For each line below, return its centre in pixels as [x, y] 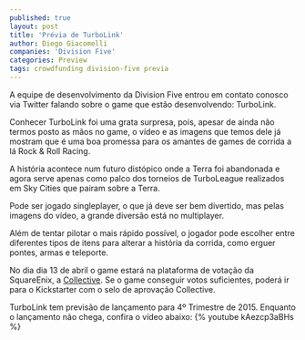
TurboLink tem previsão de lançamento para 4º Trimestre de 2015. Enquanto [152, 307]
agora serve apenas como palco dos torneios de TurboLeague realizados [147, 178]
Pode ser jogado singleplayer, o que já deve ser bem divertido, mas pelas [147, 205]
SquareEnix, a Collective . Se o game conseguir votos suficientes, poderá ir [149, 280]
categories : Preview [49, 60]
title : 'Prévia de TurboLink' [67, 35]
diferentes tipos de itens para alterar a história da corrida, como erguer [142, 242]
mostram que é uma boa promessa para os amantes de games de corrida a [151, 141]
